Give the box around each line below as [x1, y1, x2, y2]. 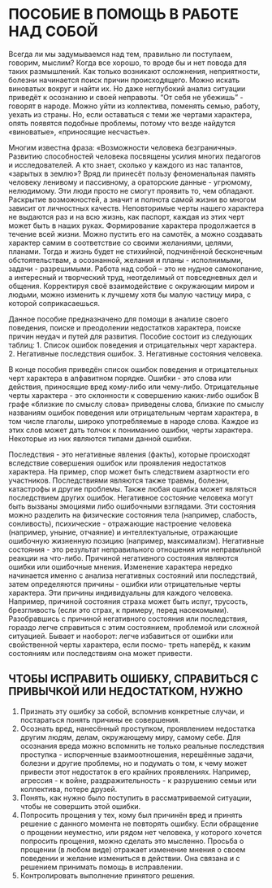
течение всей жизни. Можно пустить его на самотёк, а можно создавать [8, 229, 263, 238]
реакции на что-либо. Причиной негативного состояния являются [8, 553, 239, 562]
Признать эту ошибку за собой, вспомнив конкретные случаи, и [19, 706, 245, 716]
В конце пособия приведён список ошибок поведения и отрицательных [8, 364, 258, 374]
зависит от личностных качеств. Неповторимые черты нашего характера [8, 203, 264, 212]
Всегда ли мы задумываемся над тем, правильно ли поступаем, [8, 49, 233, 59]
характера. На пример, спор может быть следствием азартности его [8, 466, 250, 476]
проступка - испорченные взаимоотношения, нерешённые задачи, [19, 750, 254, 759]
